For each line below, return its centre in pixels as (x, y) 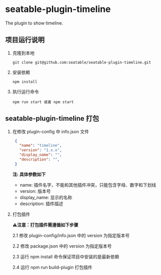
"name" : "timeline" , (41, 146)
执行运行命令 (25, 91)
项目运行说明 (25, 40)
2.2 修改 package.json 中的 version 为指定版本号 (62, 246)
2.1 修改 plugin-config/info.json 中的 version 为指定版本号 (71, 235)
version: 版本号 (35, 191)
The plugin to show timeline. (34, 23)
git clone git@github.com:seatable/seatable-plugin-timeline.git (81, 62)
